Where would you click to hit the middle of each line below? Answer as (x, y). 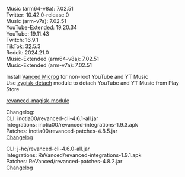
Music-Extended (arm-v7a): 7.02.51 (49, 65)
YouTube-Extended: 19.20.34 (42, 27)
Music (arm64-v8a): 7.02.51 (40, 9)
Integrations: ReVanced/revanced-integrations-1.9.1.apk (74, 155)
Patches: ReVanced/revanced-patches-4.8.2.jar (64, 161)
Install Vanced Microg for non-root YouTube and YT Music (77, 77)
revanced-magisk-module (38, 101)
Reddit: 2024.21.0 (28, 52)
